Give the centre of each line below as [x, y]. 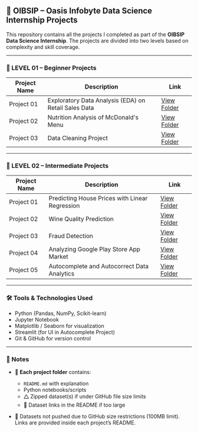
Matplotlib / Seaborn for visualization [60, 326]
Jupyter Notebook [37, 319]
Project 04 [24, 253]
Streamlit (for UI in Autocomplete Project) [65, 332]
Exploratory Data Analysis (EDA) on [96, 100]
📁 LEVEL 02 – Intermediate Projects [57, 166]
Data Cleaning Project [77, 138]
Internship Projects [42, 20]
